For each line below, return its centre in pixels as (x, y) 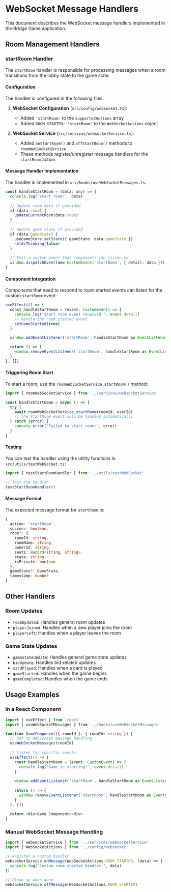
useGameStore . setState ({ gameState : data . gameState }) (74, 239)
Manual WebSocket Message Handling (54, 832)
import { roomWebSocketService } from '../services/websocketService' (82, 393)
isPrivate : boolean (35, 562)
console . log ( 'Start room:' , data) (46, 196)
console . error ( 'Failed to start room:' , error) (66, 426)
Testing (13, 447)
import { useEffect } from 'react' (43, 720)
